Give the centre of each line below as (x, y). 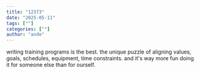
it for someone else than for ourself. (51, 65)
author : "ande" (25, 35)
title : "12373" (25, 12)
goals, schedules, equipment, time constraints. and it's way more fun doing (100, 58)
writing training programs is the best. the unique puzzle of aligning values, (99, 52)
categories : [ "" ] (28, 29)
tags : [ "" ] (20, 23)
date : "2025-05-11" (31, 18)
